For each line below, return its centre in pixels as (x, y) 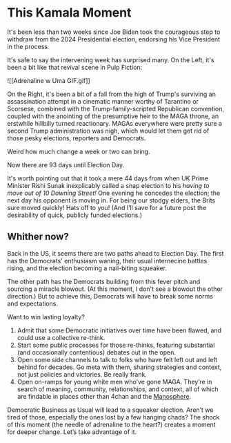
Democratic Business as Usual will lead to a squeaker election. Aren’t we (110, 410)
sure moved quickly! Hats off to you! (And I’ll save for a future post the (107, 207)
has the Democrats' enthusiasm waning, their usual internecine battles (107, 261)
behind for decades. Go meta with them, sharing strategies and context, (119, 367)
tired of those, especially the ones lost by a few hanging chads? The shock (113, 417)
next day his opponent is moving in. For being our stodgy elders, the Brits (111, 200)
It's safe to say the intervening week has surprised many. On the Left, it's (111, 59)
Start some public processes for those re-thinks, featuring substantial (116, 345)
